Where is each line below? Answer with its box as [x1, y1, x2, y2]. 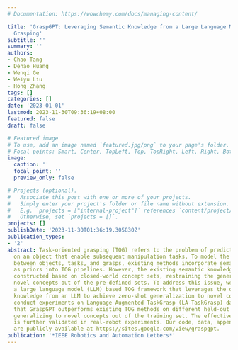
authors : [7, 50, 33, 57]
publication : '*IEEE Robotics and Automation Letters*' [7, 332, 176, 339]
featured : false [7, 115, 55, 123]
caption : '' [13, 161, 50, 169]
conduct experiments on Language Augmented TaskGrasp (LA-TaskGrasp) [13, 299, 223, 306]
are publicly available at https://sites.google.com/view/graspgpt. [13, 325, 220, 333]
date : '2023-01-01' [7, 102, 65, 110]
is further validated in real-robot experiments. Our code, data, [13, 319, 214, 326]
